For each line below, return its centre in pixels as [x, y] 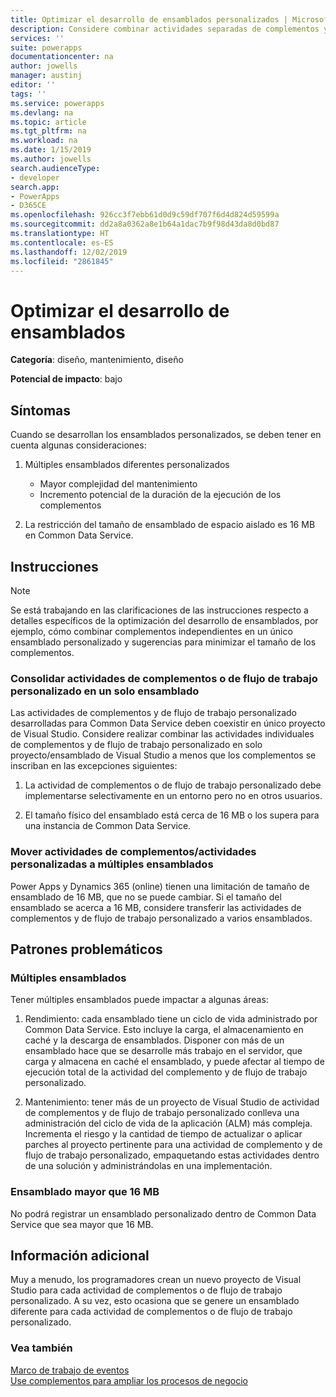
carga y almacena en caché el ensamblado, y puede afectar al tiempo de [174, 1062]
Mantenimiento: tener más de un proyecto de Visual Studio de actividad [172, 1102]
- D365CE [28, 206]
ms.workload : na [44, 141]
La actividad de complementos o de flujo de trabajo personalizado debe [173, 785]
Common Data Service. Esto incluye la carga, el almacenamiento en [164, 1030]
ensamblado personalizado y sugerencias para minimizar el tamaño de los [163, 642]
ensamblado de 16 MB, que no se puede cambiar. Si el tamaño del [146, 897]
